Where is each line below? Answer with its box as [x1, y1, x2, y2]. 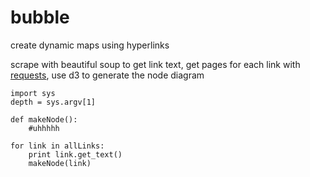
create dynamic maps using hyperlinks [10, 39, 170, 51]
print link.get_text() [28, 149, 123, 160]
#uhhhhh [28, 123, 60, 133]
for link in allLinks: [10, 141, 105, 151]
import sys [10, 88, 56, 98]
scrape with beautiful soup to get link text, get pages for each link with [10, 58, 301, 70]
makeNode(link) [28, 158, 92, 168]
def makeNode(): [10, 114, 78, 125]
